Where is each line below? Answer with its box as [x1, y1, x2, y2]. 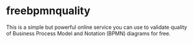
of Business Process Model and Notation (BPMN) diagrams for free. [6, 29, 171, 37]
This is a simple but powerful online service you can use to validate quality [6, 24, 188, 31]
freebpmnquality [6, 4, 90, 18]
